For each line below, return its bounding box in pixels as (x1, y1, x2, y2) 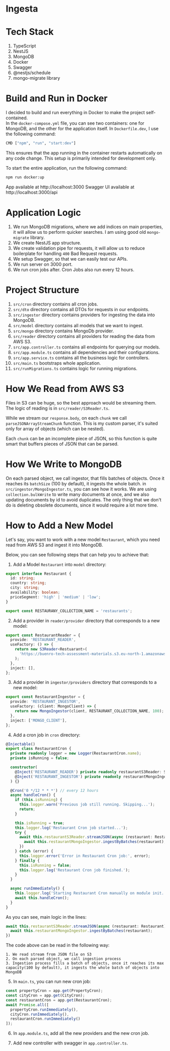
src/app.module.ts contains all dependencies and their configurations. (13, 349, 160, 355)
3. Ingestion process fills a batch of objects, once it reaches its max (6, 961, 164, 966)
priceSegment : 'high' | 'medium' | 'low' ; (10, 594, 101, 599)
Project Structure (6, 284, 80, 295)
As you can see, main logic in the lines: (6, 914, 87, 920)
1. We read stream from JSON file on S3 (6, 952, 92, 957)
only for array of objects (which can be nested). (6, 425, 105, 432)
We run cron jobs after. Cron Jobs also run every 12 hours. (13, 266, 135, 273)
